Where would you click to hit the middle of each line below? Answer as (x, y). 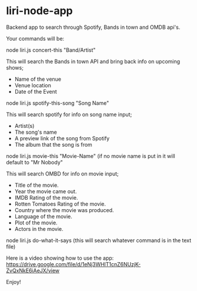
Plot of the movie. (36, 223)
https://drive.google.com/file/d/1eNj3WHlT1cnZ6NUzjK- (74, 264)
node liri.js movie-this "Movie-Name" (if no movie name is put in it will (91, 156)
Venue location (33, 85)
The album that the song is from (53, 144)
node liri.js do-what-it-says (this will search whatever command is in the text (99, 240)
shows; (15, 67)
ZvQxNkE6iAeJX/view (33, 270)
